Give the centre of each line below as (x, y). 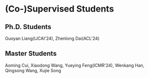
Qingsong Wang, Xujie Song (33, 70)
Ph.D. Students (28, 27)
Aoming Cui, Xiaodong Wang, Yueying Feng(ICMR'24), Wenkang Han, (75, 65)
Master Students (31, 54)
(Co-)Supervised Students (59, 9)
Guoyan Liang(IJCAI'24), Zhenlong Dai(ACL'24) (52, 38)
